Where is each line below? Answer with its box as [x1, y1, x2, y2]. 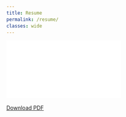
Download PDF [6, 104, 44, 111]
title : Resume [6, 10, 43, 16]
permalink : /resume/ [6, 16, 59, 23]
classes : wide [6, 23, 43, 29]
